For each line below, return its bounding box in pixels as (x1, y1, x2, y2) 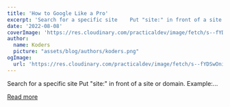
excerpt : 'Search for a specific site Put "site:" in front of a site (7, 16, 222, 23)
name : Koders (13, 42, 51, 48)
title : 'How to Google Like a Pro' (7, 10, 109, 17)
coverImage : (7, 29, 41, 36)
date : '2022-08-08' (7, 22, 63, 29)
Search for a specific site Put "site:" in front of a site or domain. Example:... (7, 79, 218, 87)
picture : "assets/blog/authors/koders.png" (13, 48, 139, 55)
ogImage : (7, 55, 32, 61)
